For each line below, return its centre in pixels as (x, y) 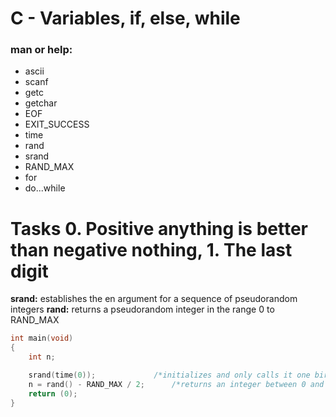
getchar (41, 103)
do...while (45, 188)
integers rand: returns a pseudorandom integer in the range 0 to (142, 309)
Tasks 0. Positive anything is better (159, 228)
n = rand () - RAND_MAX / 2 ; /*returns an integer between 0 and (176, 384)
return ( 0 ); (53, 393)
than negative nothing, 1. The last (151, 249)
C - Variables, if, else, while (125, 18)
